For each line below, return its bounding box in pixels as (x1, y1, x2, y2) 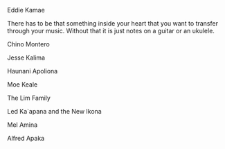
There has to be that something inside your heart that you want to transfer (7, 19, 218, 27)
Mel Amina (7, 121, 38, 129)
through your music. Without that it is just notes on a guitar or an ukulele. (7, 27, 215, 35)
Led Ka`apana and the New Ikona (7, 107, 102, 115)
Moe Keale (7, 80, 38, 89)
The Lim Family (7, 94, 51, 102)
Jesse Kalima (7, 53, 46, 62)
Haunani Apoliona (7, 67, 58, 75)
